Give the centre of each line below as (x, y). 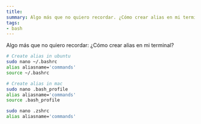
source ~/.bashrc (28, 73)
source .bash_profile (33, 100)
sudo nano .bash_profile (37, 89)
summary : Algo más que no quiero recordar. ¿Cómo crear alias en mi (93, 17)
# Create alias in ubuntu (38, 56)
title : (14, 12)
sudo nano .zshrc (28, 111)
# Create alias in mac (34, 83)
